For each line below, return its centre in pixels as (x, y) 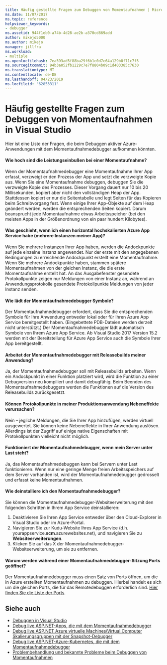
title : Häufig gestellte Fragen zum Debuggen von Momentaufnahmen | (78, 10)
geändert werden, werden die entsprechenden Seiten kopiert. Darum (76, 208)
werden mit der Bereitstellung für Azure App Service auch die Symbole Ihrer (83, 338)
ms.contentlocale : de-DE (31, 75)
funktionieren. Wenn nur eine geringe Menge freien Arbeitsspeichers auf (80, 469)
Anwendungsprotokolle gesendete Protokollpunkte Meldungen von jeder (80, 284)
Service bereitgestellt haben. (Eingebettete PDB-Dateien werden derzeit (79, 323)
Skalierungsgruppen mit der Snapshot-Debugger (62, 636)
